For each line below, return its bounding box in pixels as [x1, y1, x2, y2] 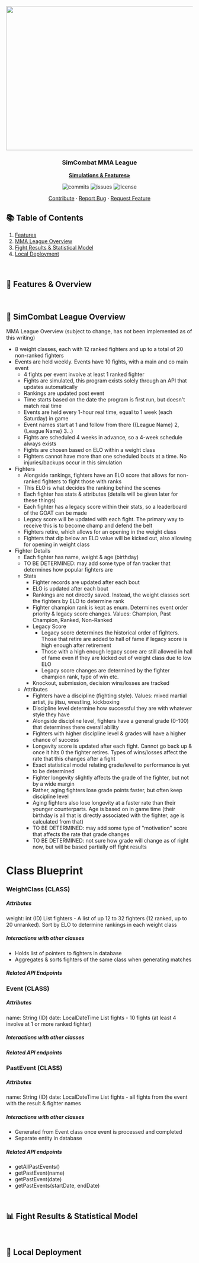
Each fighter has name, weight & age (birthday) [23, 553, 139, 560]
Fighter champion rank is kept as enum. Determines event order [32, 604, 188, 611]
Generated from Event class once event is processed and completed [14, 1128, 182, 1135]
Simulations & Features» [69, 172, 130, 179]
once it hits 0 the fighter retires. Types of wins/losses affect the [32, 748, 188, 755]
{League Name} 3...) [23, 427, 73, 435]
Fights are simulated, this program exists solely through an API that [23, 377, 187, 384]
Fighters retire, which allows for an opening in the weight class [23, 528, 176, 535]
